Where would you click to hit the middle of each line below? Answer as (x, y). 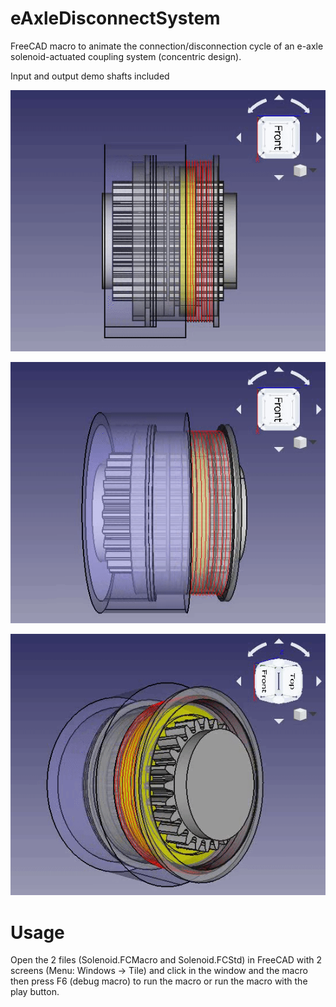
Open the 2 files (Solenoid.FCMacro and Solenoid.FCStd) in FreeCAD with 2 (166, 960)
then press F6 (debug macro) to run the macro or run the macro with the (159, 981)
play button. (35, 992)
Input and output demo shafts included (90, 76)
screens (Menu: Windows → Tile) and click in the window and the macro (159, 971)
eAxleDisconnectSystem (115, 18)
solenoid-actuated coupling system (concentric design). (126, 56)
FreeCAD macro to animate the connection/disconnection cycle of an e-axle (167, 46)
